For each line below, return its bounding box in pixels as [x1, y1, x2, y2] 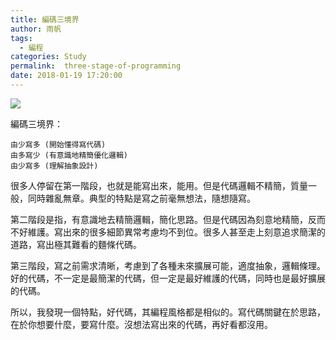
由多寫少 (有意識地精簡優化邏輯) [10, 150, 128, 160]
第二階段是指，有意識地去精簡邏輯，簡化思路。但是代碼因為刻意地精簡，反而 [10, 213, 326, 225]
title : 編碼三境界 [10, 14, 80, 25]
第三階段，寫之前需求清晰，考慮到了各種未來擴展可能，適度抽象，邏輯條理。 [10, 259, 326, 271]
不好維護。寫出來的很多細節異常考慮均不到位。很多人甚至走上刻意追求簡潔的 [10, 226, 326, 238]
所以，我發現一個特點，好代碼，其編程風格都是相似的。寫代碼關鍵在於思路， [10, 306, 326, 318]
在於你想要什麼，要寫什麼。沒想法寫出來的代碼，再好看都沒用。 [10, 318, 273, 330]
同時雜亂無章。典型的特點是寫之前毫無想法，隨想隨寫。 [27, 192, 256, 204]
